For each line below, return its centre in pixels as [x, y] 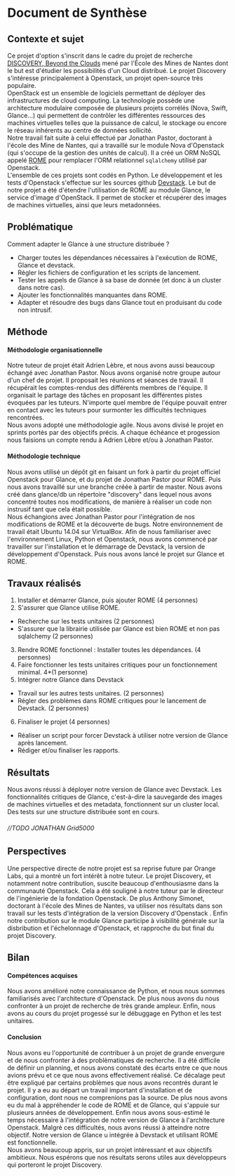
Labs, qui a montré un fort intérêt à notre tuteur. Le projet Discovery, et [109, 875]
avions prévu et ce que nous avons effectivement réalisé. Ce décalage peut [116, 1075]
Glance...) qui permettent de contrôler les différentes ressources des [106, 115]
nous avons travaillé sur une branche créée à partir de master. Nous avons [115, 487]
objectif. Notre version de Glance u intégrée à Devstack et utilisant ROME [113, 1135]
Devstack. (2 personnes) [53, 708]
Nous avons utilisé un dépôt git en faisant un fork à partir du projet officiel [114, 471]
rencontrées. [26, 418]
